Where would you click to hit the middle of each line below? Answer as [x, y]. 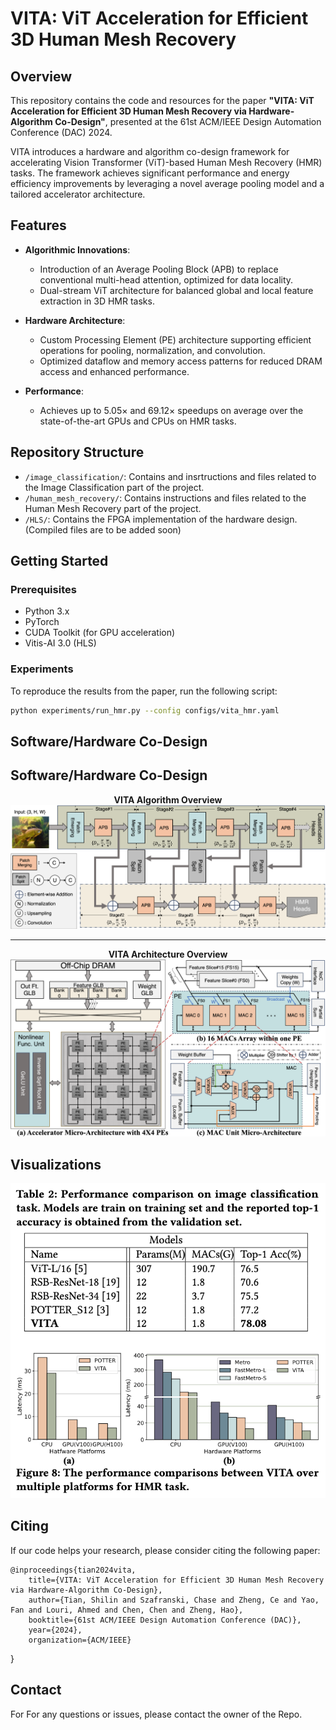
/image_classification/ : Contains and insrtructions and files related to [170, 476]
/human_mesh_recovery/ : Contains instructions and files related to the [165, 498]
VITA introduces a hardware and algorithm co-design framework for [150, 151]
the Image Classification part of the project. [114, 487]
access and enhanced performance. [114, 371]
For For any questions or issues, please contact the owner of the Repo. [156, 1714]
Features [38, 225]
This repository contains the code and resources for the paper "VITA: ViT [162, 100]
